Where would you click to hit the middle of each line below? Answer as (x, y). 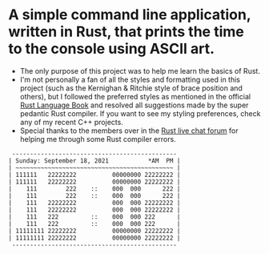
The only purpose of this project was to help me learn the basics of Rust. (140, 71)
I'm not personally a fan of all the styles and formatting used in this (130, 79)
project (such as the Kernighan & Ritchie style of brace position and (131, 88)
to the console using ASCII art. (111, 49)
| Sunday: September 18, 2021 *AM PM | (94, 161)
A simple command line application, (130, 15)
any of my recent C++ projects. (72, 122)
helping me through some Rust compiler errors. (98, 139)
